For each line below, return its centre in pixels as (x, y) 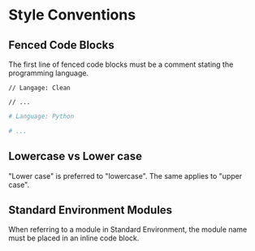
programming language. (49, 73)
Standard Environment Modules (91, 210)
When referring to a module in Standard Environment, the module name (128, 230)
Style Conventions (72, 15)
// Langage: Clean (39, 88)
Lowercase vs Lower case (75, 156)
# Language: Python (41, 116)
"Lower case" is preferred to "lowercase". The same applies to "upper (125, 175)
